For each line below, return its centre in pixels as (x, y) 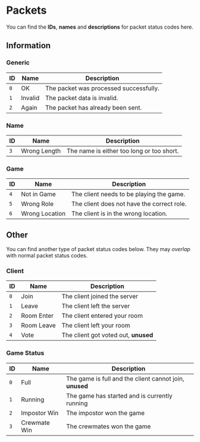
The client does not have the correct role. (129, 204)
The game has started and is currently (119, 395)
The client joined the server (100, 296)
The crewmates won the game (109, 426)
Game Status (25, 353)
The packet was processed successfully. (102, 88)
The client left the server (96, 306)
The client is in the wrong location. (119, 214)
